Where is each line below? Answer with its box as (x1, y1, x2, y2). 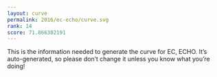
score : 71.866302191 (7, 29, 67, 36)
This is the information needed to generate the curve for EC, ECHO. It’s (7, 48, 207, 56)
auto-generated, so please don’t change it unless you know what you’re (7, 55, 211, 63)
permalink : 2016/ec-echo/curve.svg (7, 16, 109, 23)
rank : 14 (7, 22, 32, 29)
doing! (7, 62, 25, 70)
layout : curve (7, 10, 48, 17)
